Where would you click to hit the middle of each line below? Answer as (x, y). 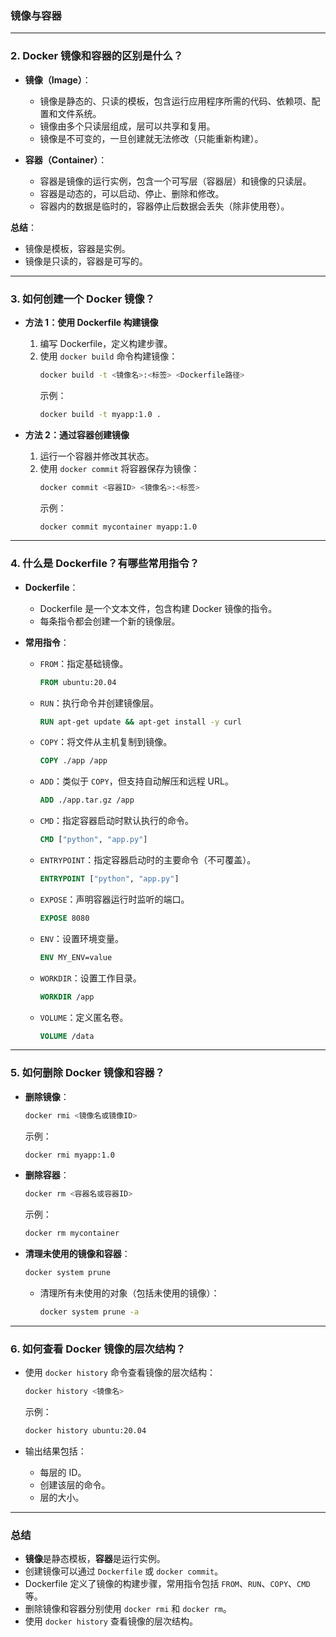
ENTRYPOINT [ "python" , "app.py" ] (109, 879)
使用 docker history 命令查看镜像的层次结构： (120, 1373)
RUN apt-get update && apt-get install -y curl (140, 722)
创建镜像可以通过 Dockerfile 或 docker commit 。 (124, 1571)
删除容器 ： (47, 1175)
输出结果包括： (55, 1451)
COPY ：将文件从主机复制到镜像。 (106, 742)
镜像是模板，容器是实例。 (77, 248)
